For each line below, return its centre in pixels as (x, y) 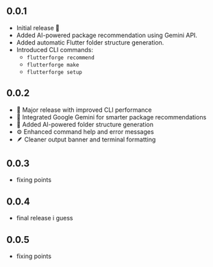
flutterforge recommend (61, 58)
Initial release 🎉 (38, 27)
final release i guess (45, 218)
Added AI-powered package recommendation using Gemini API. (107, 35)
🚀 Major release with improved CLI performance (84, 110)
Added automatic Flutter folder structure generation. (90, 42)
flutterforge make (53, 65)
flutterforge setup (54, 72)
